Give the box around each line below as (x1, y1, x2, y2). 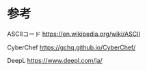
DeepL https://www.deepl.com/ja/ (7, 56, 103, 64)
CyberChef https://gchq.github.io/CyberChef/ (7, 43, 136, 51)
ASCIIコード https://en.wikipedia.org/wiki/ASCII (7, 30, 140, 38)
